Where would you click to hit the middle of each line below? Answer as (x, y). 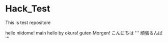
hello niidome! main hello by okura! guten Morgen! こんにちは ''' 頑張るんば (84, 32)
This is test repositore (28, 22)
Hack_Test (28, 9)
